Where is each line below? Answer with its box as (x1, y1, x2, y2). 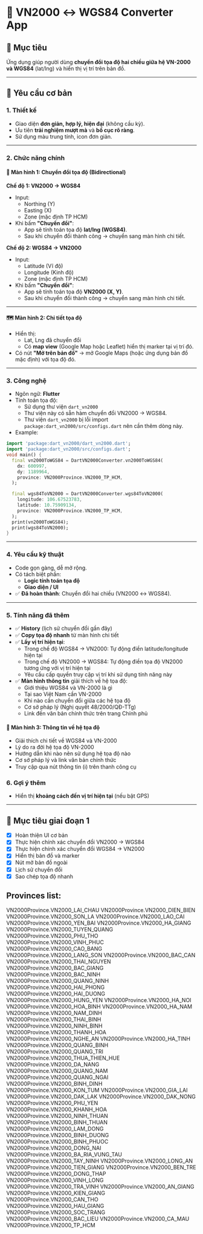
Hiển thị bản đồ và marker (14, 852, 80, 859)
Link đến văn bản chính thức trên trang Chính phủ (24, 709, 148, 717)
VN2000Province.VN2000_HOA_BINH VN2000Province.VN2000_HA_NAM (6, 1003, 192, 1010)
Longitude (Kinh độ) (24, 269, 74, 276)
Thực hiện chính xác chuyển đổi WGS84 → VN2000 (14, 845, 145, 853)
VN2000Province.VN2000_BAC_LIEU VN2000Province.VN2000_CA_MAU (6, 1215, 190, 1223)
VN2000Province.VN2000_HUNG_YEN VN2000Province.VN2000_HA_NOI (6, 997, 192, 1004)
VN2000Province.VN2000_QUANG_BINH (6, 1042, 109, 1049)
